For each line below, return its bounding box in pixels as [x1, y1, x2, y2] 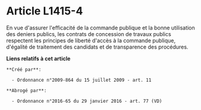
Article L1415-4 [6, 4, 83, 18]
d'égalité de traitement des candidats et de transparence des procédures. [6, 43, 189, 50]
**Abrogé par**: [6, 87, 47, 94]
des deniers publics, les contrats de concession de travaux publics [6, 30, 172, 37]
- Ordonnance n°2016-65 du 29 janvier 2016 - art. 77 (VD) [11, 98, 163, 104]
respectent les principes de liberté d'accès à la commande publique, [6, 37, 176, 44]
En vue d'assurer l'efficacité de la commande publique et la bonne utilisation [6, 24, 195, 31]
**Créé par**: [6, 66, 42, 73]
